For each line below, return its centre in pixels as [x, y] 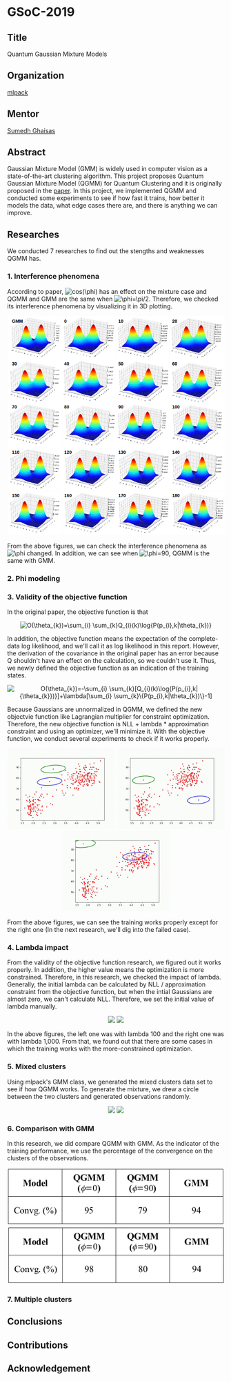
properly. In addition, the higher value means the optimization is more [106, 970]
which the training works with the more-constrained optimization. [100, 1049]
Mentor [23, 114]
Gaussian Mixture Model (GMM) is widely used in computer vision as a [108, 169]
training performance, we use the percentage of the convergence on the [110, 1151]
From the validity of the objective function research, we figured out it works [114, 962]
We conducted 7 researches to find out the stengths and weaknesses [106, 251]
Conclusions [35, 1322]
